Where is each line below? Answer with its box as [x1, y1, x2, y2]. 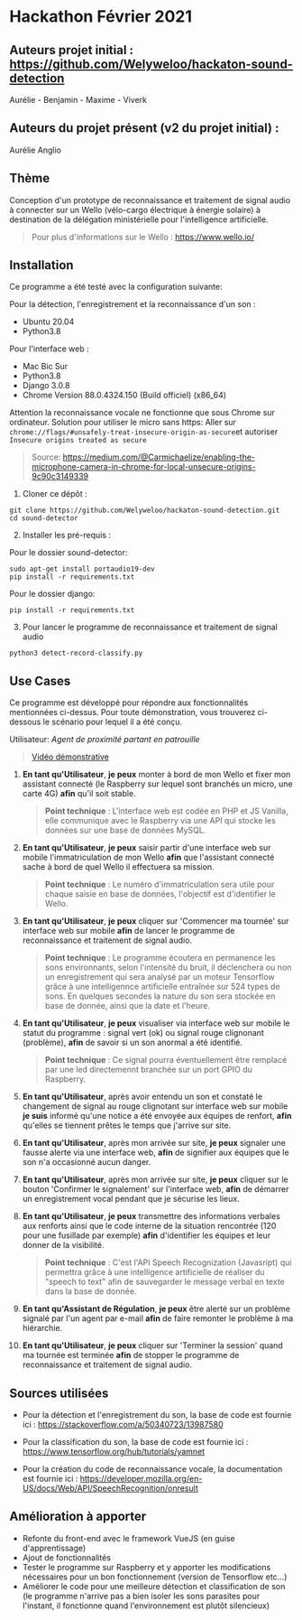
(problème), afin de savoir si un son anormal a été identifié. [22, 1037, 243, 1048]
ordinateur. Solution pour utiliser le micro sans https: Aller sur [9, 417, 237, 428]
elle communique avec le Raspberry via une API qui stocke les [44, 815, 277, 826]
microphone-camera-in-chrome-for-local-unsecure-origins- [31, 461, 256, 472]
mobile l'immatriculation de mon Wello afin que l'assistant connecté [22, 852, 275, 863]
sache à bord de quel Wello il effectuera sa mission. [22, 861, 215, 872]
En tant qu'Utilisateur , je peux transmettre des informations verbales [22, 1211, 281, 1222]
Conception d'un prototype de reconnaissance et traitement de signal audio [9, 194, 291, 205]
